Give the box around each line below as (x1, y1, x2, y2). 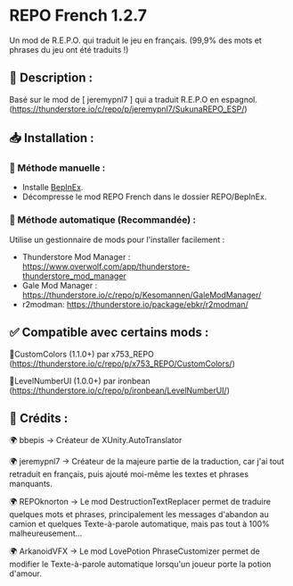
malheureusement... (9, 528, 83, 539)
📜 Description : (9, 71, 94, 86)
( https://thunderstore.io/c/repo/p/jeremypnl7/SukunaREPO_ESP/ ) (9, 104, 248, 114)
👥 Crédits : (9, 410, 69, 425)
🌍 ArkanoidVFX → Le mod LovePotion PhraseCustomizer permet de (9, 546, 260, 557)
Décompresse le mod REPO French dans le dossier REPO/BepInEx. (21, 191, 267, 202)
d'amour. (9, 568, 42, 579)
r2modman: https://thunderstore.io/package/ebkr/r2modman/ (21, 298, 249, 309)
